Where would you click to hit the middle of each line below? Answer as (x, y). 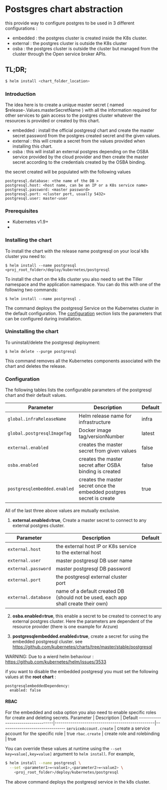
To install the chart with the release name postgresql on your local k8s (77, 251)
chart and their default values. (36, 395)
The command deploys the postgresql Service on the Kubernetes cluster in (82, 308)
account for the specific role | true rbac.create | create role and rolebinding (83, 734)
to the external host (79, 552)
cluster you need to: (26, 256)
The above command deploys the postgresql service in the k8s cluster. (78, 782)
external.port (24, 580)
